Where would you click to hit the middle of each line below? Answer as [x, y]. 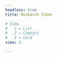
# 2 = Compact [22, 33]
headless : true [21, 10]
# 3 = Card [19, 38]
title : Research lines [29, 15]
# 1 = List [19, 28]
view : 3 [13, 43]
